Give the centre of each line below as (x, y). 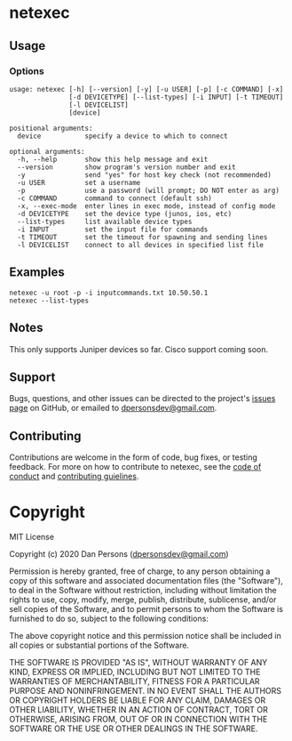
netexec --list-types (49, 301)
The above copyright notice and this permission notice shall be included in (145, 636)
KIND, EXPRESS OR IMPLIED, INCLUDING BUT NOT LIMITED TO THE (135, 672)
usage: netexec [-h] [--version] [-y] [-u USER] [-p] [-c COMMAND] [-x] (146, 89)
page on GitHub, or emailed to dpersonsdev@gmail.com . (113, 408)
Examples (37, 273)
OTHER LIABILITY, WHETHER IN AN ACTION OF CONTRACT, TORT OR (138, 710)
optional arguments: (47, 151)
